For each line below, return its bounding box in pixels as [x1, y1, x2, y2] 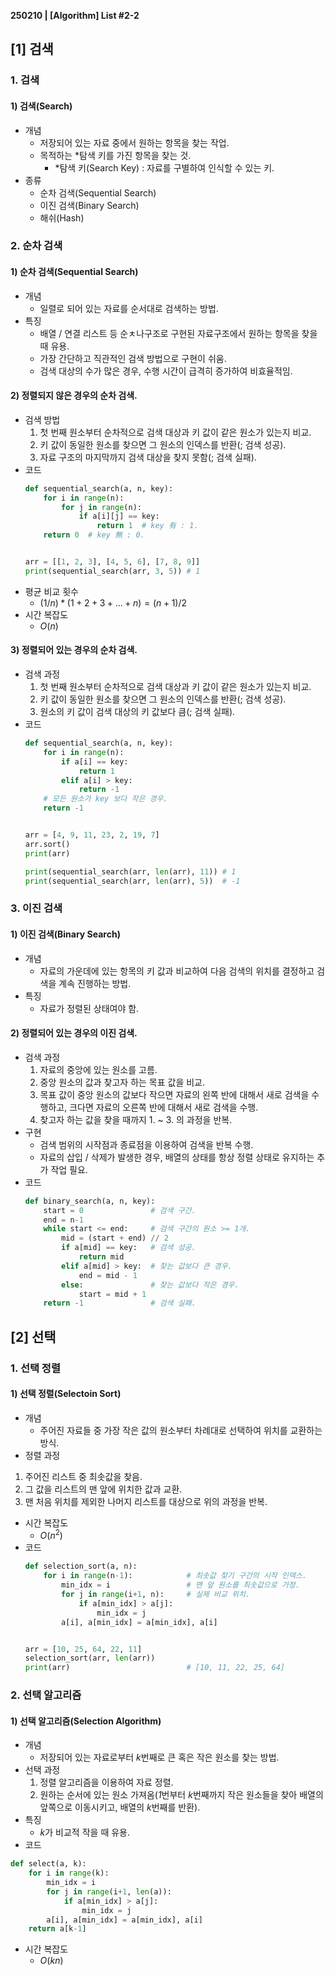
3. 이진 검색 [10, 901, 63, 915]
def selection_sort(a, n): [24, 1561, 138, 1572]
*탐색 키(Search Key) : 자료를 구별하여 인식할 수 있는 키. [54, 161, 275, 174]
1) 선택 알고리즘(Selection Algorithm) [10, 1715, 162, 1727]
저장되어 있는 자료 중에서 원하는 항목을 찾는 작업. [39, 136, 230, 149]
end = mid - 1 [78, 1270, 138, 1280]
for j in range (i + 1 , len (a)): [46, 1886, 172, 1897]
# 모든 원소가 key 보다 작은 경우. [43, 794, 168, 804]
